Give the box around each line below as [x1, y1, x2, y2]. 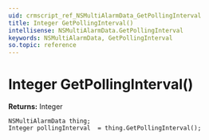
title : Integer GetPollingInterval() [8, 19, 134, 27]
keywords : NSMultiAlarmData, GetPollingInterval [8, 33, 173, 42]
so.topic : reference [8, 41, 77, 49]
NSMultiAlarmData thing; [8, 117, 91, 126]
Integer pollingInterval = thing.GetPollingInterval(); [8, 124, 202, 132]
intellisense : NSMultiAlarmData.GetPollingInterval [8, 26, 183, 34]
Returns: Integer [8, 102, 63, 111]
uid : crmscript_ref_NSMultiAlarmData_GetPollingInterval [8, 11, 202, 20]
